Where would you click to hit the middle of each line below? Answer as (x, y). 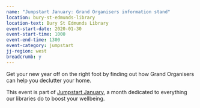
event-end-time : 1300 (33, 40)
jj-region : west (26, 51)
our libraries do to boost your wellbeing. (56, 98)
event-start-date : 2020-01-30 (44, 29)
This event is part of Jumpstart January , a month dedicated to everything (97, 92)
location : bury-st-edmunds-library (51, 17)
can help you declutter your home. (49, 80)
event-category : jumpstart (40, 46)
